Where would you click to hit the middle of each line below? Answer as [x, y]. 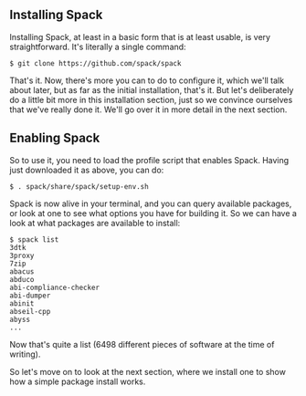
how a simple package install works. [78, 381]
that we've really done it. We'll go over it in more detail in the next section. [148, 109]
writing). [25, 354]
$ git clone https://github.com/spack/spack [95, 63]
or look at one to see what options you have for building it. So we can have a [153, 213]
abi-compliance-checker [55, 287]
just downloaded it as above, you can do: [87, 170]
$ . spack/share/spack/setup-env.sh [79, 186]
